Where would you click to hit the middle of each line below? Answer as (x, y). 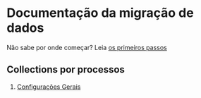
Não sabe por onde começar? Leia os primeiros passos (87, 47)
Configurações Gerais (49, 87)
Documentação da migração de (100, 13)
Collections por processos (66, 69)
